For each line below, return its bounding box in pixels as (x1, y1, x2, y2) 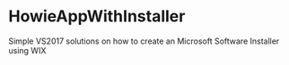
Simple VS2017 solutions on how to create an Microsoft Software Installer (8, 36, 280, 46)
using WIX (8, 45, 47, 55)
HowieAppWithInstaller (8, 6, 186, 27)
